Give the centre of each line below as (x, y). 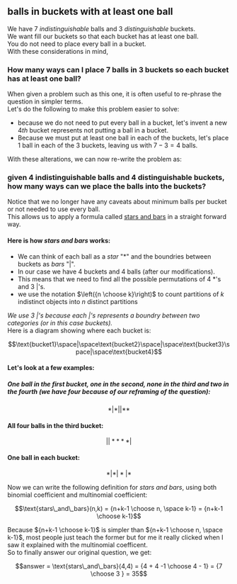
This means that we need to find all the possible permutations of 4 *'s (119, 279)
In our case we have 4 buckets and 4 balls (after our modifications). (116, 271)
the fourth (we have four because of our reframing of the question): (109, 391)
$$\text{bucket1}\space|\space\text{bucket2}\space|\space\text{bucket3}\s (119, 344)
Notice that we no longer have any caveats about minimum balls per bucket (117, 202)
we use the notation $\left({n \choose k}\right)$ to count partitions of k (121, 294)
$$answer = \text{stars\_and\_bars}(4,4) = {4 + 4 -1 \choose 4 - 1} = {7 (119, 566)
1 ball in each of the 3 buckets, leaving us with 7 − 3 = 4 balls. (108, 145)
